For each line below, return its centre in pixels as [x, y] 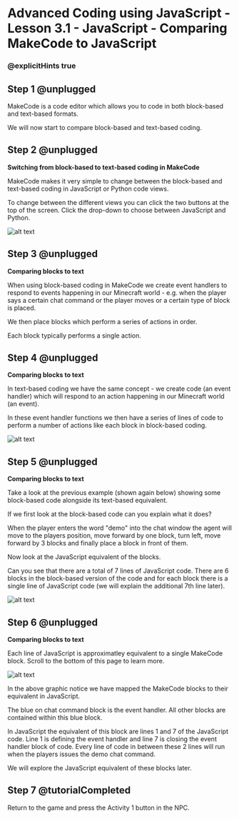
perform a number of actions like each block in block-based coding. [107, 426]
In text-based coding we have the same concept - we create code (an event [119, 389]
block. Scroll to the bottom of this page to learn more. [86, 660]
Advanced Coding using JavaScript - [119, 13]
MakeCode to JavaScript [82, 44]
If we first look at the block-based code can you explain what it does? [110, 514]
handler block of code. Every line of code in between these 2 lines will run [116, 746]
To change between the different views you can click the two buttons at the [118, 202]
